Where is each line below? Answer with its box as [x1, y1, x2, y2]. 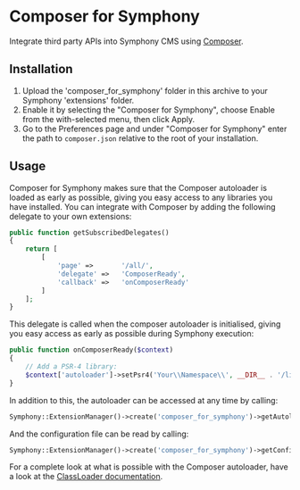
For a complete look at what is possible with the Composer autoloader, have [9, 461, 288, 472]
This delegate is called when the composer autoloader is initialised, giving [9, 319, 281, 329]
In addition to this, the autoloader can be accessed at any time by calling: [9, 394, 279, 405]
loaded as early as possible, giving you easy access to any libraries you [9, 192, 273, 203]
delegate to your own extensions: [9, 211, 132, 221]
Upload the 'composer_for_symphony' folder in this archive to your [21, 85, 268, 96]
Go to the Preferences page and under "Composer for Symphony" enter [21, 123, 287, 134]
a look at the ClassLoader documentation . [9, 471, 163, 482]
